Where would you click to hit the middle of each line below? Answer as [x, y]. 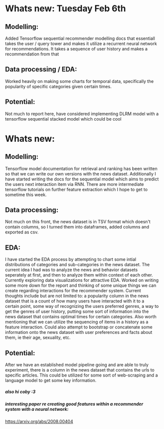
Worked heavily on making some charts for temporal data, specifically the [80, 81]
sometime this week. [26, 195]
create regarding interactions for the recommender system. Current [73, 291]
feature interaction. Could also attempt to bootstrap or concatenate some [79, 327]
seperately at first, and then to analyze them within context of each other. [79, 275]
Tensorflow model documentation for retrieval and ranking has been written [81, 168]
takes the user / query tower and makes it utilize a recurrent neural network [81, 44]
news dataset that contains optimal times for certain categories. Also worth [81, 317]
